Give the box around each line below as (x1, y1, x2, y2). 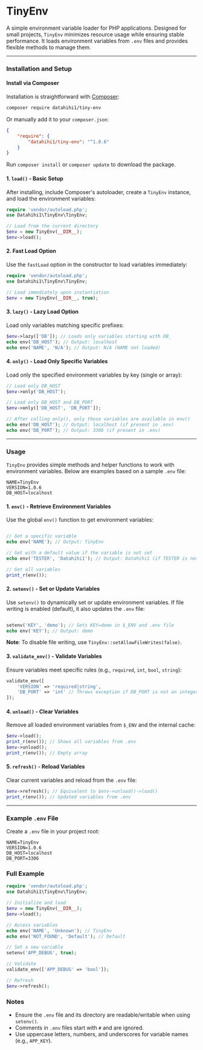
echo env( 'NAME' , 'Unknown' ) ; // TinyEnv (6, 927, 112, 934)
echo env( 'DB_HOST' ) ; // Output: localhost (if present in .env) (6, 422, 174, 428)
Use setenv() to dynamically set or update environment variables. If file (6, 599, 184, 606)
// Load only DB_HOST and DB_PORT (6, 399, 94, 406)
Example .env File (6, 814, 59, 823)
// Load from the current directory (6, 223, 98, 229)
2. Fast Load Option (6, 247, 56, 255)
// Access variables (6, 922, 59, 928)
